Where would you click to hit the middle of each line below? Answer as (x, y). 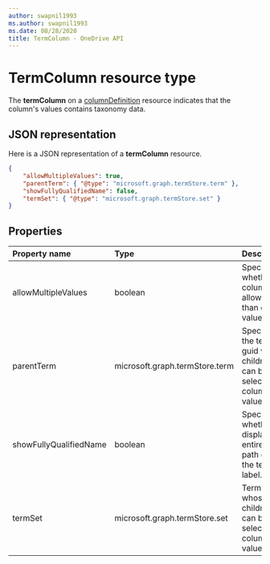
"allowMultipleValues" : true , (74, 176)
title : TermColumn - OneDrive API (66, 38)
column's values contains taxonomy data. (77, 109)
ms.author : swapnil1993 (48, 23)
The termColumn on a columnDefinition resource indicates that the (120, 101)
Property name (42, 254)
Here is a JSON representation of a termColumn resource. (105, 153)
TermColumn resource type (102, 78)
